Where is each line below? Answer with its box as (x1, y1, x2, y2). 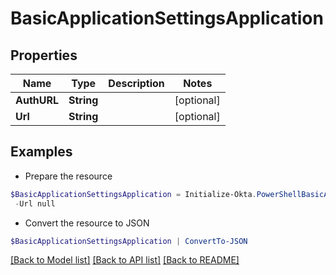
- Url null (14, 198, 56, 209)
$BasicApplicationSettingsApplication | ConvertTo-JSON (10, 236, 248, 246)
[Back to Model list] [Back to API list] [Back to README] (10, 254, 240, 266)
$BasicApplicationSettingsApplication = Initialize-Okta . (10, 189, 257, 199)
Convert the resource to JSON (24, 217, 150, 229)
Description (108, 77, 165, 90)
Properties (10, 47, 78, 64)
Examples (10, 143, 73, 161)
